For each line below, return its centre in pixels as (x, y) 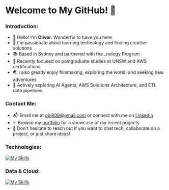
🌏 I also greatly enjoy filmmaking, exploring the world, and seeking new (88, 72)
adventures (24, 80)
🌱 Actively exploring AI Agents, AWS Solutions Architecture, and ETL (84, 85)
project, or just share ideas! (41, 133)
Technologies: (23, 147)
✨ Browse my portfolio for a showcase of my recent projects (76, 122)
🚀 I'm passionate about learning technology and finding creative (80, 43)
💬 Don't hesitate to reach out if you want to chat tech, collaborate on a (86, 128)
